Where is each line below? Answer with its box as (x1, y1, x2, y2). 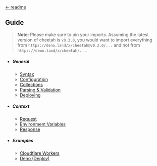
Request (19, 116, 37, 122)
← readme (5, 4, 26, 10)
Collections (19, 82, 43, 87)
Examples (12, 138, 34, 144)
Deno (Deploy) (19, 155, 50, 161)
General (12, 59, 30, 65)
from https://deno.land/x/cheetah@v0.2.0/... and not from (17, 42, 140, 48)
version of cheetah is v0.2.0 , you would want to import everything (17, 37, 153, 42)
